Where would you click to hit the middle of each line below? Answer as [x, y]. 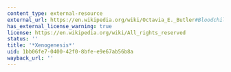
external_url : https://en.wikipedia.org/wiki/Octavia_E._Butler [101, 20]
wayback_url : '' [30, 58]
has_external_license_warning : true [59, 26]
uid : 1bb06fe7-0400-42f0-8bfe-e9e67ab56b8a [70, 52]
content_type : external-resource [55, 13]
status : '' [23, 39]
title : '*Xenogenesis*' [41, 45]
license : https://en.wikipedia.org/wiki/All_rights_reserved [97, 33]
